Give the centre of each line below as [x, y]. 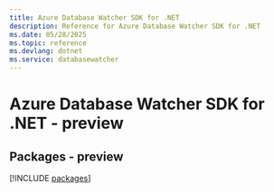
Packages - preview [66, 156]
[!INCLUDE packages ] [50, 178]
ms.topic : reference [48, 43]
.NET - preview [66, 123]
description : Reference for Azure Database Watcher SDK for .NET [135, 26]
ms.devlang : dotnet [46, 51]
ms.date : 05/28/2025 [48, 34]
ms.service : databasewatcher [64, 59]
